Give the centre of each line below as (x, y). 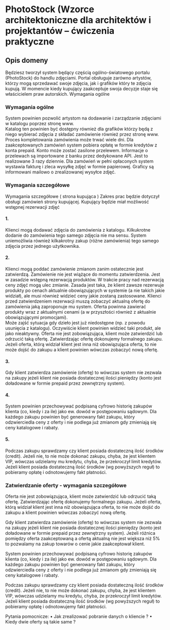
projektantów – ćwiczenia (60, 31)
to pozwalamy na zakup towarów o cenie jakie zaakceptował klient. (75, 544)
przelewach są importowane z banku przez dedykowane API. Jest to (77, 156)
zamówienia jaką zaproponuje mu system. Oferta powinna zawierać (76, 307)
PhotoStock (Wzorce (50, 9)
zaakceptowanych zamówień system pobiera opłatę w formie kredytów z (81, 145)
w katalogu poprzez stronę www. (40, 124)
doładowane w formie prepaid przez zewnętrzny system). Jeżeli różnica (80, 533)
